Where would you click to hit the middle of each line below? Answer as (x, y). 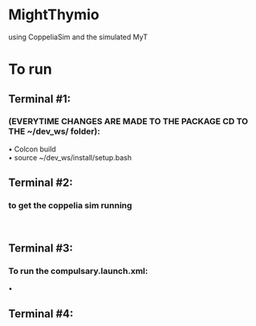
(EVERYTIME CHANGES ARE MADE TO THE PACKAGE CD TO (128, 122)
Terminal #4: (41, 314)
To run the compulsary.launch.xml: (78, 271)
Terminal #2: (41, 183)
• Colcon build (32, 149)
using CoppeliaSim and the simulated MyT (78, 37)
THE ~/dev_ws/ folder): (54, 131)
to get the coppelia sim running (70, 206)
